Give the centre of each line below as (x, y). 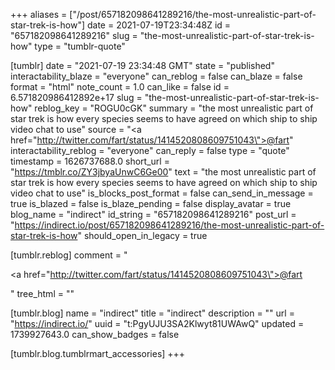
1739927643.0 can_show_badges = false (95, 334)
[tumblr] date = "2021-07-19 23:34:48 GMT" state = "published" (142, 65)
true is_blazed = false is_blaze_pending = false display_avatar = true (151, 203)
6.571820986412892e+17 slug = (76, 97)
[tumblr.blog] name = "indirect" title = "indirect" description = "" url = (152, 313)
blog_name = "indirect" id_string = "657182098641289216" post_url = (153, 214)
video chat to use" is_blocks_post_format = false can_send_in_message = (162, 193)
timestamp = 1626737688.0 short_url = (90, 161)
